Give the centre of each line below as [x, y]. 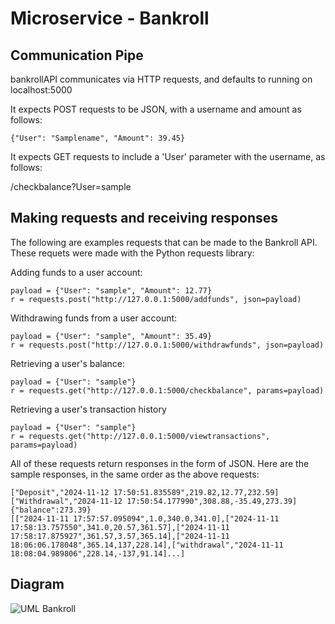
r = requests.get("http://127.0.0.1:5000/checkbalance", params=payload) [167, 390]
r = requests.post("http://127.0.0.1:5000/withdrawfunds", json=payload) [167, 345]
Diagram [37, 584]
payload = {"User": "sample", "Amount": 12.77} [111, 290]
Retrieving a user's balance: [67, 363]
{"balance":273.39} [51, 510]
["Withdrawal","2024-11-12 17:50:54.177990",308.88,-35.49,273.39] [154, 501]
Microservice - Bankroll [110, 18]
